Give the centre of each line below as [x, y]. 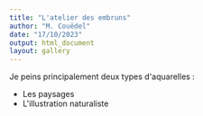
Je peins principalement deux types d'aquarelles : [102, 76]
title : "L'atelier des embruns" [70, 18]
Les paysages [48, 94]
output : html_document [52, 43]
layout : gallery [40, 51]
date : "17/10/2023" [46, 34]
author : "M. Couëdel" [50, 26]
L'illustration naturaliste [65, 103]
